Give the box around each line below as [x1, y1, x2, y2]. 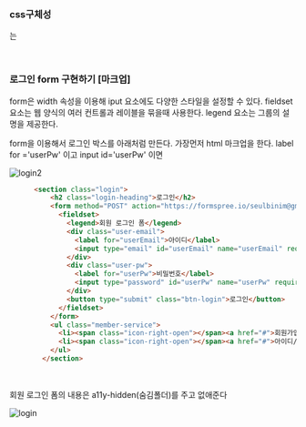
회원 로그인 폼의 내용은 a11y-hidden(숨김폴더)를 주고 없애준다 [9, 389, 228, 400]
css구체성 [9, 7, 52, 20]
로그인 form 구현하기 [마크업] [9, 73, 131, 86]
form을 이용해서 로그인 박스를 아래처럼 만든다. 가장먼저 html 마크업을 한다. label [9, 137, 294, 148]
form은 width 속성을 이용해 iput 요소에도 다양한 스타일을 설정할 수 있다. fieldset [9, 96, 293, 107]
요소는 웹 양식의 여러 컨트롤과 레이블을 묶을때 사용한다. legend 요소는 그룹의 [9, 107, 280, 117]
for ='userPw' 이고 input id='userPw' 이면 [9, 148, 164, 160]
